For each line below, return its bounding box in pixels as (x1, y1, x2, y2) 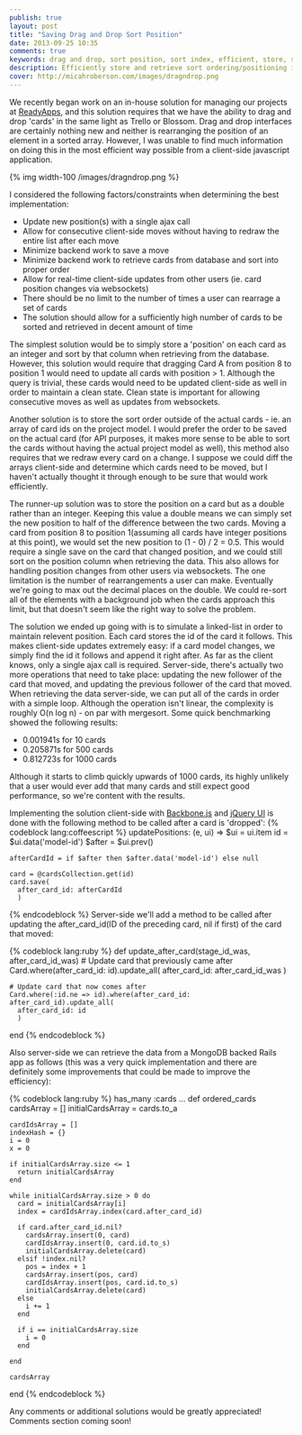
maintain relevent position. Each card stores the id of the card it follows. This (9, 630, 293, 641)
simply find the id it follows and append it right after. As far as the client (9, 650, 274, 661)
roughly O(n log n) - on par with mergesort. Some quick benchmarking (9, 707, 271, 717)
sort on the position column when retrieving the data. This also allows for (9, 555, 280, 566)
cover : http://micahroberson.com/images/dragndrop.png (9, 72, 219, 81)
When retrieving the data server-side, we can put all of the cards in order (9, 688, 280, 699)
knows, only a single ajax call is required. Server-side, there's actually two (9, 659, 284, 670)
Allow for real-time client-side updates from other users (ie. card (22, 273, 262, 284)
